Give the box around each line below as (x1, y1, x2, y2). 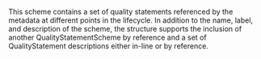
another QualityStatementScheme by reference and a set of (8, 32, 208, 42)
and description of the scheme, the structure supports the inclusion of (8, 24, 242, 33)
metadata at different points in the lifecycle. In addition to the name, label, (8, 15, 253, 25)
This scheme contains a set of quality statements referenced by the (8, 7, 234, 16)
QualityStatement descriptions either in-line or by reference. (8, 41, 208, 51)
